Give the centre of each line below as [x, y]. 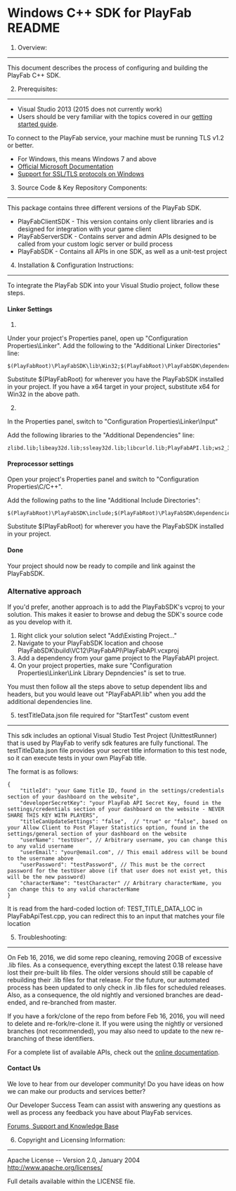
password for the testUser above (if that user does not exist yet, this [118, 871]
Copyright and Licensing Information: [71, 1140]
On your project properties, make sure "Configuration [94, 665]
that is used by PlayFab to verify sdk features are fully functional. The [108, 743]
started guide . [38, 124]
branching [22, 1038]
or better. [20, 145]
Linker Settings [30, 309]
